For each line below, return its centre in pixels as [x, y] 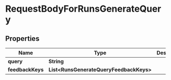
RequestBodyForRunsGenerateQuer [83, 9]
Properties [22, 38]
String [56, 61]
